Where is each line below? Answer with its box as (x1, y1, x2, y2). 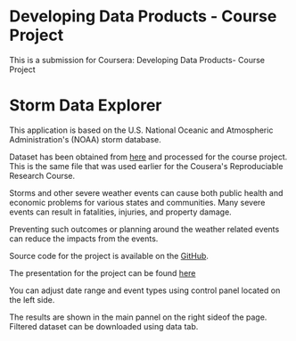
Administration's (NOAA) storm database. (9, 134, 162, 144)
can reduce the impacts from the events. (9, 233, 159, 244)
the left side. (9, 294, 55, 304)
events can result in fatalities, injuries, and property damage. (9, 207, 232, 217)
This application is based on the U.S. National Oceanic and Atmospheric (9, 125, 274, 135)
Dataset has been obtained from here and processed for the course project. (9, 151, 288, 162)
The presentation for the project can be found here (9, 267, 196, 278)
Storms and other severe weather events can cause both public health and (9, 187, 284, 198)
